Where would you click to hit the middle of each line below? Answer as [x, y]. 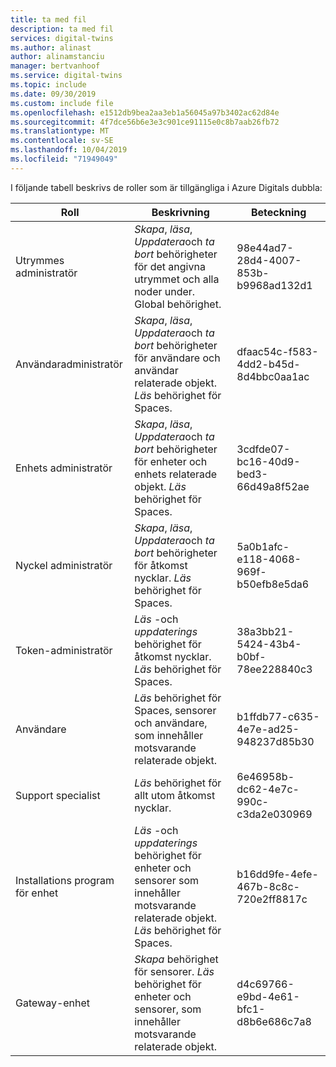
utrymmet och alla [177, 279]
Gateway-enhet [53, 1003]
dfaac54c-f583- [277, 351]
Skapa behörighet [176, 959]
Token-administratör [64, 650]
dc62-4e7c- [268, 789]
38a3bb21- [265, 631]
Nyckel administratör [64, 565]
